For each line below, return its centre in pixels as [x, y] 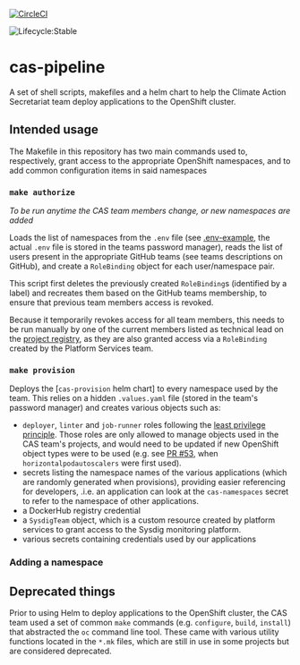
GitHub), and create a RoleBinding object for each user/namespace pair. [142, 266]
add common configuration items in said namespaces [108, 170]
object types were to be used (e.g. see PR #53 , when [120, 454]
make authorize [43, 192]
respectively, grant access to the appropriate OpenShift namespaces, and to [150, 160]
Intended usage [54, 130]
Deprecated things [63, 591]
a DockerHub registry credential [81, 511]
